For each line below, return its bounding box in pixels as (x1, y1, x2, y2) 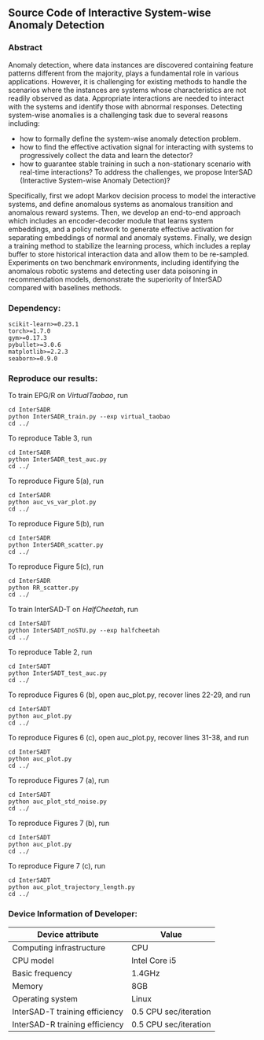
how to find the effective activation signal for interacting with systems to (19, 142, 254, 152)
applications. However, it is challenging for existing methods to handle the (8, 76, 247, 86)
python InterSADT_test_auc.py (8, 669, 108, 677)
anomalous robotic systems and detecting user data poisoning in (8, 266, 218, 275)
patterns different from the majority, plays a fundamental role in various (8, 68, 240, 78)
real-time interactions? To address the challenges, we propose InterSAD (19, 167, 253, 176)
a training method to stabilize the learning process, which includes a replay (8, 241, 251, 250)
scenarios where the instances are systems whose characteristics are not (8, 85, 247, 94)
